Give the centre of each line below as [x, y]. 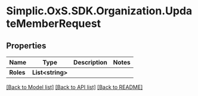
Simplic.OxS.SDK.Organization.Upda [99, 11]
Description [90, 62]
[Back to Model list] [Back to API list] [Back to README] [75, 87]
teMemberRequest [54, 24]
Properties [26, 46]
